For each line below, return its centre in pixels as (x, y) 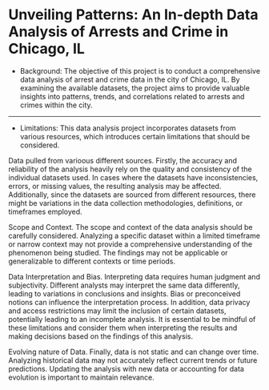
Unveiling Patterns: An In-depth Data (133, 15)
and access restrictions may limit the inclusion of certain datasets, (117, 311)
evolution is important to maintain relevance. (81, 377)
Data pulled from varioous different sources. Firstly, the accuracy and (123, 160)
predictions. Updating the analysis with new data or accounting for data (126, 368)
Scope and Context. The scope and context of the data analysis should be (130, 227)
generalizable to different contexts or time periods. (92, 261)
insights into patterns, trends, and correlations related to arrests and (132, 96)
